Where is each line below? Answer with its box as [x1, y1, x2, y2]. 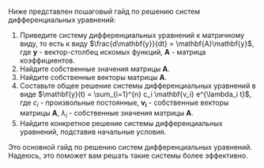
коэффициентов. [19, 55, 75, 65]
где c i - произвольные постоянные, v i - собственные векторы [19, 98, 229, 109]
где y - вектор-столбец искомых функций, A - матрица [19, 48, 206, 56]
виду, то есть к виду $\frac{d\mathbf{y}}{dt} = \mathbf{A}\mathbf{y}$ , [19, 39, 255, 48]
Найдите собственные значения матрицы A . [19, 64, 170, 74]
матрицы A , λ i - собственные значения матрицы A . [19, 108, 194, 120]
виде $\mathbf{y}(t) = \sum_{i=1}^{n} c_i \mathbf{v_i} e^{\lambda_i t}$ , [19, 90, 252, 98]
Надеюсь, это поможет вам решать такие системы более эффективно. [8, 151, 248, 160]
